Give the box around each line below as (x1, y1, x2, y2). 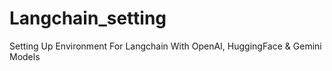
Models (9, 50, 41, 62)
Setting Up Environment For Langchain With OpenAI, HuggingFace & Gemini (9, 40, 322, 52)
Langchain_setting (9, 7, 167, 30)
